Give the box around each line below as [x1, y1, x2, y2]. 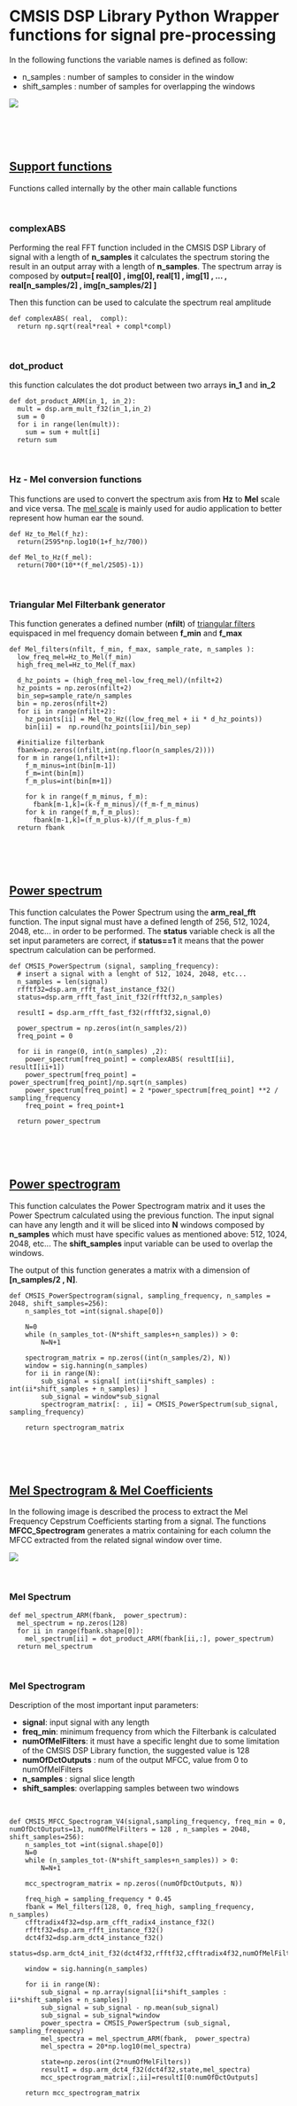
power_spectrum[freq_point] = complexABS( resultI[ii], [25, 1055, 236, 1064]
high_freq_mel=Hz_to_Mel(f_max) [17, 660, 137, 669]
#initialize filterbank [17, 737, 104, 746]
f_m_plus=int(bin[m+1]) [25, 776, 113, 785]
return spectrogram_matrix [25, 1423, 125, 1432]
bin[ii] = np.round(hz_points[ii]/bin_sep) [25, 722, 192, 731]
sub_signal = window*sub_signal [41, 1392, 161, 1401]
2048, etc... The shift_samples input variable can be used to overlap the [9, 1238, 274, 1249]
